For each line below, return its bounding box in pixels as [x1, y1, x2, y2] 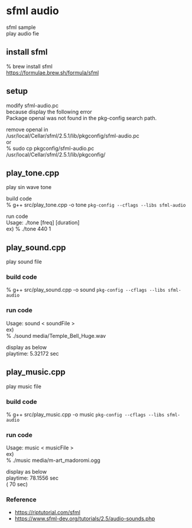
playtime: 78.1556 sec [6, 474, 59, 482]
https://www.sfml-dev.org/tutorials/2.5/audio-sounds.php [14, 515, 155, 522]
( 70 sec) [6, 481, 28, 488]
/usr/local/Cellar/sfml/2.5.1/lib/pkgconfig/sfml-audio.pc [6, 132, 140, 139]
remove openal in [6, 126, 48, 133]
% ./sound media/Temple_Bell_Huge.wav [6, 332, 106, 339]
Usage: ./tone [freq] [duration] [6, 219, 80, 226]
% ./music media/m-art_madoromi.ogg [6, 457, 100, 464]
